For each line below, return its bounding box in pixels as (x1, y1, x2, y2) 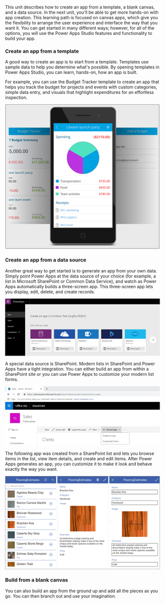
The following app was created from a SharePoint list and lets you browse (5, 450, 155, 456)
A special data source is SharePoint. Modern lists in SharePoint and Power (5, 361, 155, 366)
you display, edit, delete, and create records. (5, 289, 95, 295)
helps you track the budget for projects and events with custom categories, (5, 84, 158, 90)
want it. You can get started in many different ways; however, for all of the (5, 25, 155, 31)
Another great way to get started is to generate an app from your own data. (5, 268, 157, 273)
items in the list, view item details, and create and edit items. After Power (5, 455, 152, 461)
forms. (5, 376, 19, 382)
